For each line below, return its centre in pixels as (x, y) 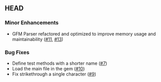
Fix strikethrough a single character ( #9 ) (54, 74)
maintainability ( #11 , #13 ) (38, 39)
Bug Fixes (17, 52)
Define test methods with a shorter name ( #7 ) (59, 63)
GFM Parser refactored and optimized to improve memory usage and (84, 34)
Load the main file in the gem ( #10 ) (48, 68)
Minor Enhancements (32, 23)
